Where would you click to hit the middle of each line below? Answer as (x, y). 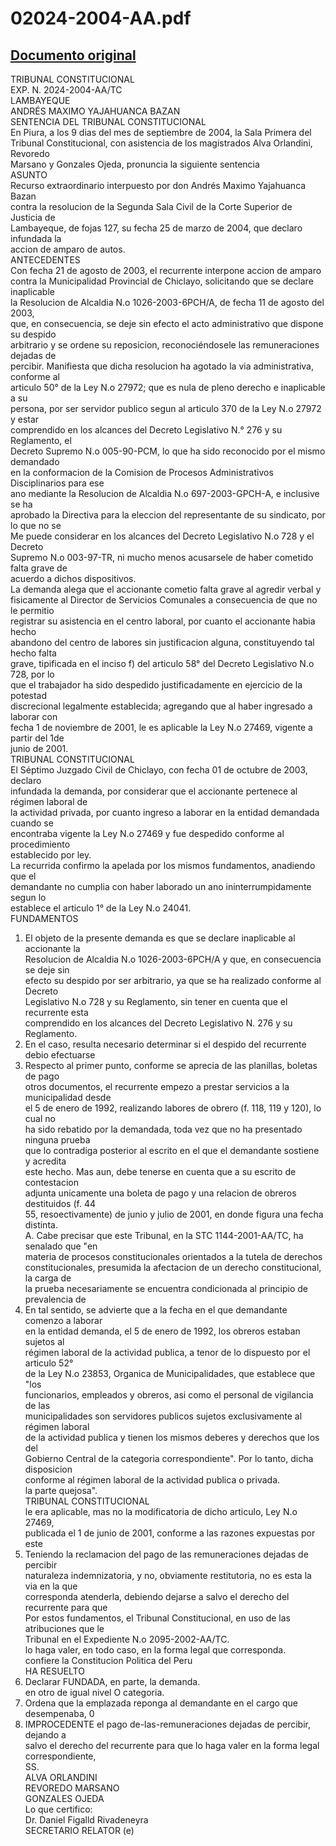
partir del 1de (37, 738)
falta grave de (39, 568)
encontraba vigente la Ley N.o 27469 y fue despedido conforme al (147, 833)
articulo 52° (49, 1363)
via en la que (51, 1586)
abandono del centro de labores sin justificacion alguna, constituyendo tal (162, 642)
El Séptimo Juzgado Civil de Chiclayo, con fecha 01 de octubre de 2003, (159, 770)
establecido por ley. (51, 855)
